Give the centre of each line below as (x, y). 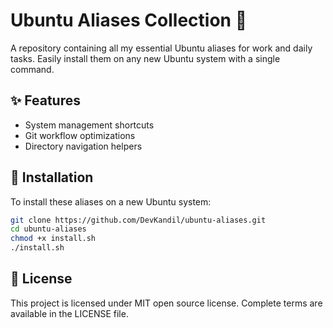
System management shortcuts (89, 125)
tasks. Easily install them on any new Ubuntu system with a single (145, 58)
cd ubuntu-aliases (48, 229)
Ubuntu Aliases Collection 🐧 (128, 20)
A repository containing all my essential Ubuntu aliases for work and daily (161, 48)
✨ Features (45, 100)
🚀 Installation (52, 177)
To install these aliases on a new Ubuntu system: (111, 201)
